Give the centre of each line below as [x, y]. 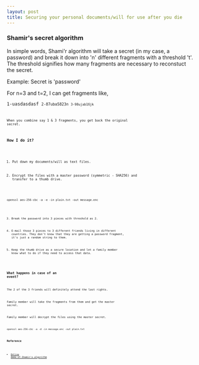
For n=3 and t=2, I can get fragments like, [58, 93]
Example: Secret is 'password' [44, 82]
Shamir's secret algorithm [45, 38]
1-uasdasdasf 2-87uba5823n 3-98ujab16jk [50, 104]
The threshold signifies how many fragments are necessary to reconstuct [97, 64]
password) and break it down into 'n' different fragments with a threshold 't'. [100, 57]
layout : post [23, 12]
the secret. [20, 70]
